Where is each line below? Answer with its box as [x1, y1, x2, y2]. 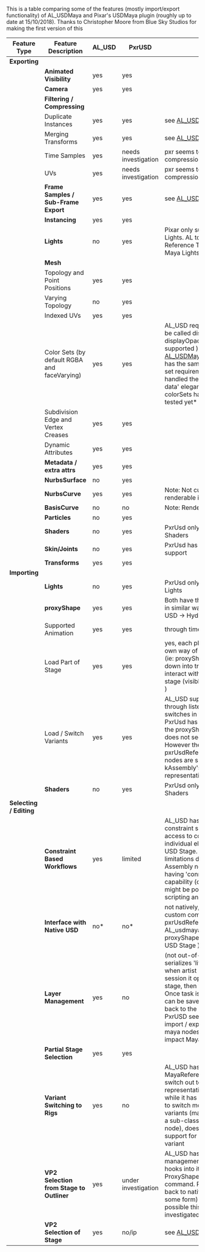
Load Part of [45, 658, 81, 666]
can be [164, 997, 185, 1005]
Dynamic [45, 441, 70, 449]
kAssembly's [164, 763, 201, 772]
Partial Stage [45, 1045, 83, 1054]
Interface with [45, 918, 87, 926]
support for [164, 1132, 197, 1140]
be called [164, 329, 191, 337]
